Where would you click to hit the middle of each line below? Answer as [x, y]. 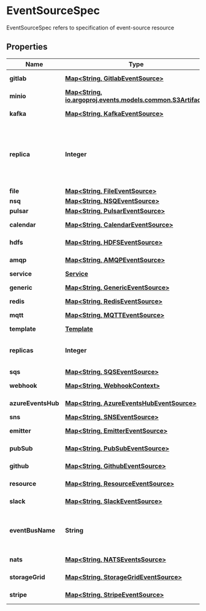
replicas [21, 350]
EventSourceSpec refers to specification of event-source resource [90, 28]
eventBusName [32, 530]
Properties [27, 47]
